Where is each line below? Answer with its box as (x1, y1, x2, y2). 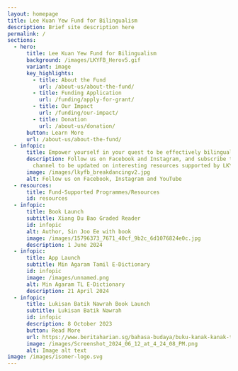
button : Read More (25, 327, 81, 334)
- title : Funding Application (33, 89, 122, 96)
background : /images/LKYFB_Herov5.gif (25, 57, 141, 64)
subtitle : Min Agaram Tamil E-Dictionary (25, 261, 151, 268)
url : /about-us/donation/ (38, 122, 115, 130)
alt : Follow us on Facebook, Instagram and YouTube (25, 175, 182, 182)
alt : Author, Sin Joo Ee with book (25, 228, 132, 235)
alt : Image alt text (25, 347, 87, 354)
